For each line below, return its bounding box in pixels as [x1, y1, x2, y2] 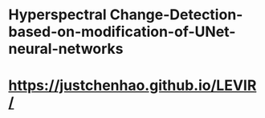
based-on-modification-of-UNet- [8, 22, 236, 41]
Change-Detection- [109, 6, 243, 24]
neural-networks [8, 40, 124, 58]
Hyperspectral [8, 6, 107, 24]
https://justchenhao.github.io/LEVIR [8, 76, 257, 95]
